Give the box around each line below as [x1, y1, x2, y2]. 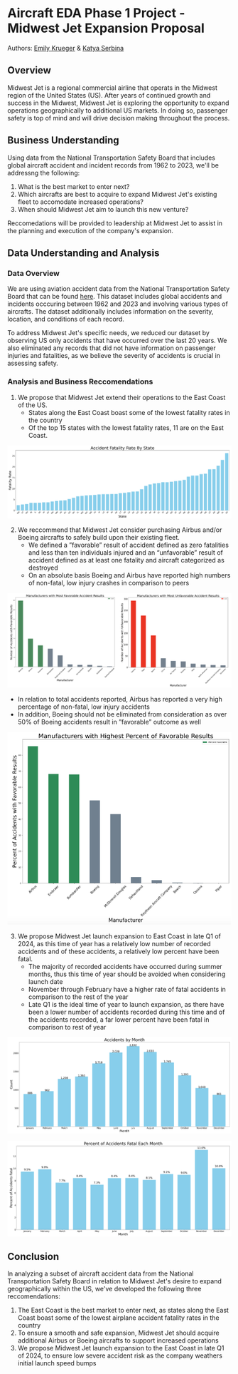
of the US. [17, 401, 48, 409]
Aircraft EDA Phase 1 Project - [7, 5, 185, 21]
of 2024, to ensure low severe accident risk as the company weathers [17, 1351, 222, 1360]
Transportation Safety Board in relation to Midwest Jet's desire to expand [7, 1277, 222, 1286]
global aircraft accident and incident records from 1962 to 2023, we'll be [7, 160, 219, 169]
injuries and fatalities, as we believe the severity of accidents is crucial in [7, 352, 220, 360]
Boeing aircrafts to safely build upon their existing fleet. [17, 533, 180, 542]
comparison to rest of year [28, 1022, 107, 1031]
